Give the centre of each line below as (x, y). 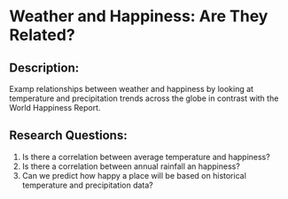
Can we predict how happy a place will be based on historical (134, 175)
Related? (42, 35)
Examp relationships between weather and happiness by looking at (132, 89)
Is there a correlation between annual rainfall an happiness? (131, 166)
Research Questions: (68, 136)
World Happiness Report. (55, 107)
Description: (44, 68)
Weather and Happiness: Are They (139, 16)
